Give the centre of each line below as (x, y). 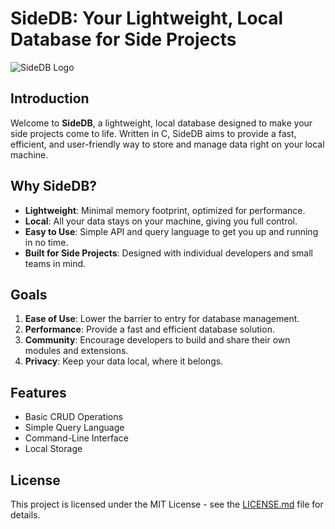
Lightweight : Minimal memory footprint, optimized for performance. (165, 210)
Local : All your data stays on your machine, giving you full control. (161, 221)
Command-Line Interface (76, 438)
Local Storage (53, 449)
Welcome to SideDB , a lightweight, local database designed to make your (161, 123)
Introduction (50, 98)
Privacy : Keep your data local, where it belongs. (124, 361)
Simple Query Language (74, 428)
